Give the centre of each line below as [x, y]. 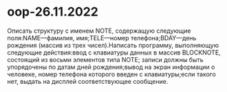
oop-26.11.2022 [53, 12]
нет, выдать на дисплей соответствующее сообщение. [88, 81]
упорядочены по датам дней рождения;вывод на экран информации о [111, 67]
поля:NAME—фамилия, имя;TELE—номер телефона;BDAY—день [102, 37]
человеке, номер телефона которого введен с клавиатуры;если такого [112, 74]
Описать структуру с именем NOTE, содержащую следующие [99, 31]
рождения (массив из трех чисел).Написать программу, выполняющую [113, 45]
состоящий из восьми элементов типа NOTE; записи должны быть [106, 59]
